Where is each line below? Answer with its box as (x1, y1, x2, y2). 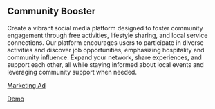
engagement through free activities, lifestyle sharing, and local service (7, 31, 209, 39)
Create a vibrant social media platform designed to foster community (7, 23, 203, 32)
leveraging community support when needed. (7, 68, 137, 76)
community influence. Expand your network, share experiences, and (7, 53, 202, 61)
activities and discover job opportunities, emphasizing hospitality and (7, 46, 205, 54)
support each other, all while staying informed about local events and (7, 60, 204, 68)
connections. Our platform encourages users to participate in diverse (7, 38, 204, 47)
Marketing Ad (7, 81, 46, 89)
